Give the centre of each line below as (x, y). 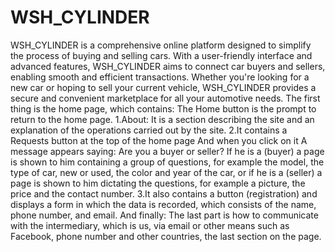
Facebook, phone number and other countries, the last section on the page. (166, 236)
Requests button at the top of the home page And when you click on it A (159, 140)
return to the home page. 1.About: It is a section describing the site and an (162, 119)
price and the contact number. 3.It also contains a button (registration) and (164, 193)
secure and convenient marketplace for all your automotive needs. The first (165, 98)
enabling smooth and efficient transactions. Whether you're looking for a (160, 77)
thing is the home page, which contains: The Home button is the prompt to (163, 108)
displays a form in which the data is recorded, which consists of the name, (163, 204)
